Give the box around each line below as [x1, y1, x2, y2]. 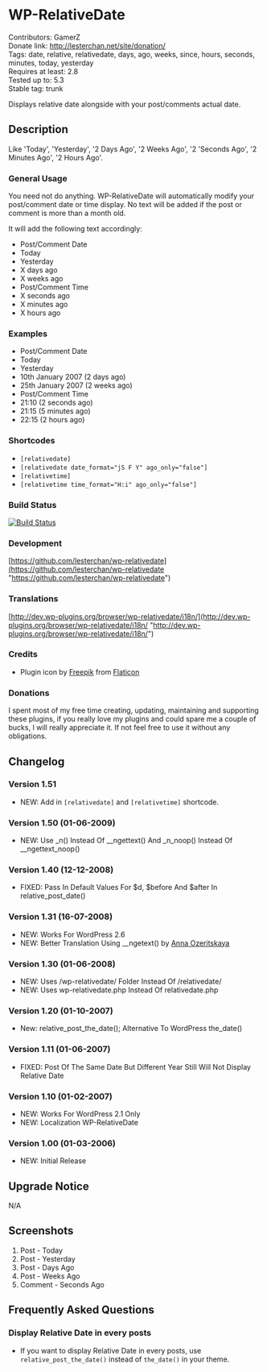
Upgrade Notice [8, 1179, 90, 1193]
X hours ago [19, 308, 61, 318]
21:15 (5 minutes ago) [19, 406, 91, 416]
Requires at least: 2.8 [8, 66, 79, 76]
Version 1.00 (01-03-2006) [8, 1137, 117, 1149]
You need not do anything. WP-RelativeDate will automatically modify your [8, 191, 255, 201]
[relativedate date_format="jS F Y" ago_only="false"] [19, 464, 208, 472]
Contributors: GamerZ [8, 32, 80, 42]
